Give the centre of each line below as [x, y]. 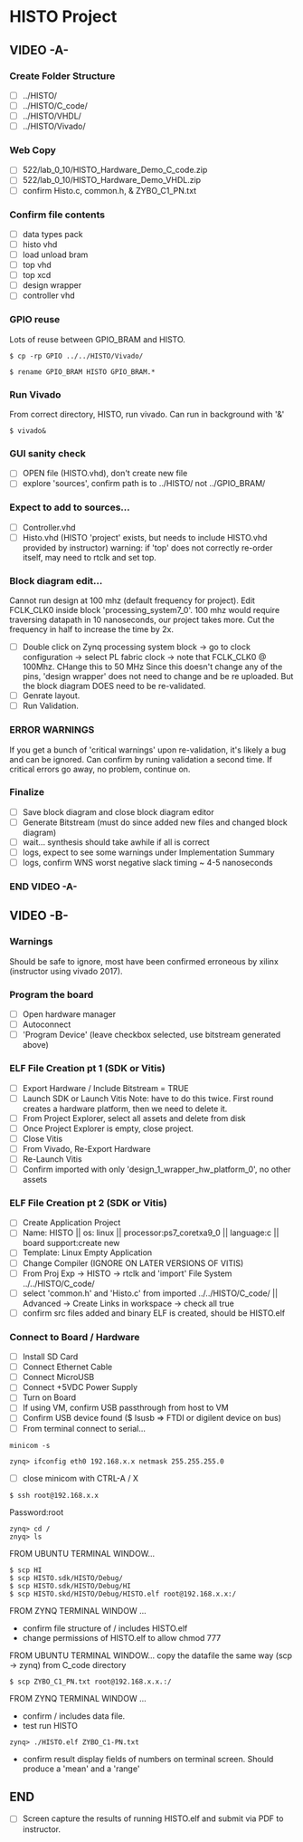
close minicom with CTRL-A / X [80, 1478]
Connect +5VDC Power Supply [80, 1387]
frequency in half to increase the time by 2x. [92, 629]
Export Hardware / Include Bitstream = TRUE [105, 1088]
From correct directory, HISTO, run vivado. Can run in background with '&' [147, 414]
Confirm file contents [57, 215]
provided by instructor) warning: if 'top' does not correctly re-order [147, 547]
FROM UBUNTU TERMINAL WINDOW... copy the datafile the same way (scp [151, 1655]
